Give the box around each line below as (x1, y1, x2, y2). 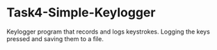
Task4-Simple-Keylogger (6, 5, 156, 21)
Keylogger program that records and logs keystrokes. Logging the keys (6, 27, 210, 36)
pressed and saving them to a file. (6, 34, 104, 42)
